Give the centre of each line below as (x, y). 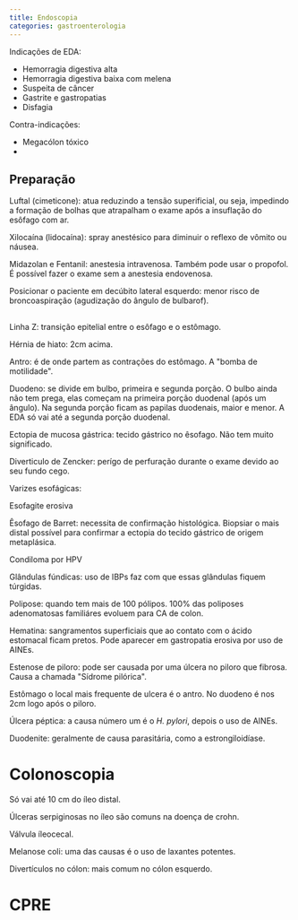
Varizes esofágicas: (46, 488)
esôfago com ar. (39, 220)
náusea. (24, 247)
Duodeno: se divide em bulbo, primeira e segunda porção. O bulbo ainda (143, 388)
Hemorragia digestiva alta (70, 69)
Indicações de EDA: (46, 51)
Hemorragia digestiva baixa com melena (97, 78)
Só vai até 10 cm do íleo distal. (65, 799)
